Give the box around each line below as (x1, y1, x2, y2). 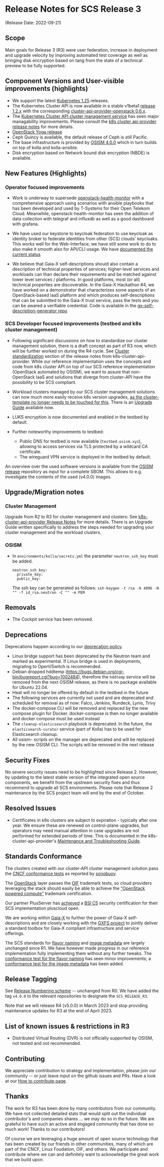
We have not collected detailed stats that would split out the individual (5, 1111, 146, 1116)
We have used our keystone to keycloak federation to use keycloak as (12, 231, 153, 237)
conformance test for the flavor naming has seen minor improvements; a (5, 955, 151, 961)
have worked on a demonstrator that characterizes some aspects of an (12, 287, 156, 293)
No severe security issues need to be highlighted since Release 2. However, (5, 769, 158, 775)
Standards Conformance (5, 852, 82, 861)
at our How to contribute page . (5, 1078, 67, 1084)
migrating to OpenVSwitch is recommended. (12, 664, 102, 670)
